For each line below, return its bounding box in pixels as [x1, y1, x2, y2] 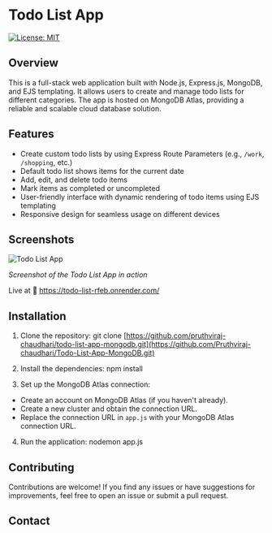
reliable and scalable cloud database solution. [8, 103, 162, 113]
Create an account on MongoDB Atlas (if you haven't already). [19, 396, 229, 405]
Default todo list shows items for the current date [19, 166, 185, 175]
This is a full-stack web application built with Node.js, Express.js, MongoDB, [8, 77, 263, 87]
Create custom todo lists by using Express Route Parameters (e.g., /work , [19, 149, 265, 158]
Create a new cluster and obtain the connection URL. [19, 404, 197, 414]
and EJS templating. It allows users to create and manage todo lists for [8, 86, 245, 96]
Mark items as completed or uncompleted [19, 183, 161, 193]
